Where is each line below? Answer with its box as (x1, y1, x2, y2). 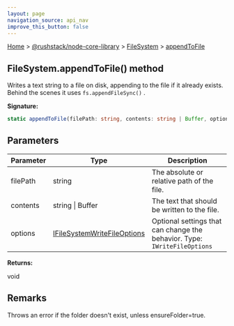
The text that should (151, 196, 217, 206)
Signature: (7, 102, 38, 110)
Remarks (7, 292, 47, 304)
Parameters (7, 135, 59, 147)
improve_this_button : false (7, 23, 89, 30)
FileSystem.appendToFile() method (7, 62, 164, 74)
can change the (151, 225, 203, 235)
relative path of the (151, 176, 214, 186)
